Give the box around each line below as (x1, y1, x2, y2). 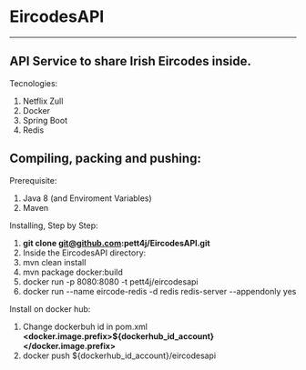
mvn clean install (22, 256, 87, 267)
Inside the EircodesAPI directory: (22, 247, 147, 258)
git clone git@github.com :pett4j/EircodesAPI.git (22, 237, 211, 248)
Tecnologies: (9, 77, 58, 88)
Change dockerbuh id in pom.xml (22, 321, 148, 332)
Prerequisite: (9, 175, 57, 185)
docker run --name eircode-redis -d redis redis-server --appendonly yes (22, 285, 297, 296)
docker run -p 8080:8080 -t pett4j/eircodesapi (22, 275, 199, 287)
